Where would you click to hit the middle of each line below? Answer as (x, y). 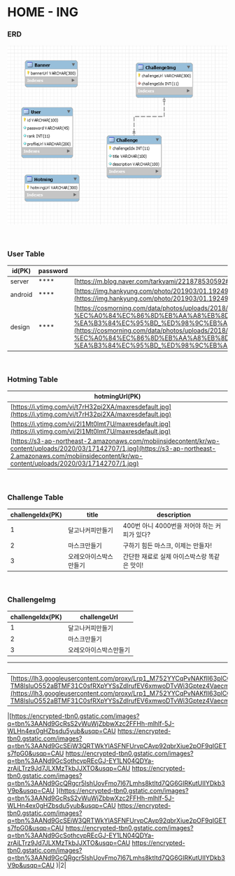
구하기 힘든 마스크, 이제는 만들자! (167, 545)
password (53, 271)
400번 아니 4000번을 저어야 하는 (168, 525)
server (20, 281)
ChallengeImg (31, 599)
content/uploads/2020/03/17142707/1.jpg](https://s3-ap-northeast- (113, 449)
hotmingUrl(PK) (117, 397)
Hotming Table (33, 379)
